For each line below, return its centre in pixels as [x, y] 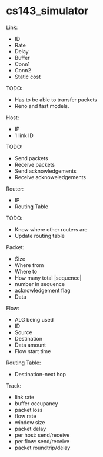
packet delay [30, 429]
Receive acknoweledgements [50, 177]
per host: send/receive [42, 435]
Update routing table [39, 236]
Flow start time [33, 351]
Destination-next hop [40, 374]
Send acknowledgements [45, 171]
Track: [14, 385]
